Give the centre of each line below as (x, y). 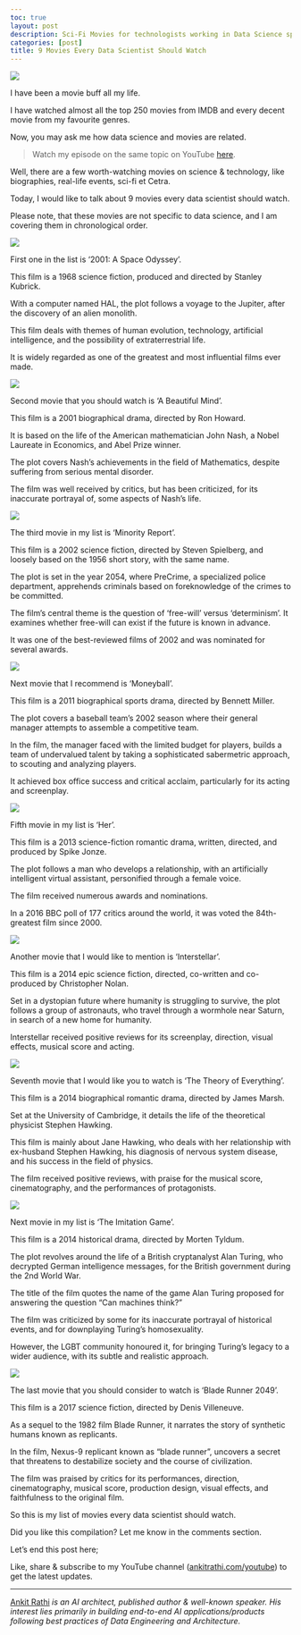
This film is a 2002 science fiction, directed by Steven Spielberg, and (137, 550)
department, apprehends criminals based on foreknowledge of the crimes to (150, 586)
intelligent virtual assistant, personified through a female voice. (126, 879)
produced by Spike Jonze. (59, 852)
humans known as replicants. (64, 1435)
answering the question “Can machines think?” (96, 1302)
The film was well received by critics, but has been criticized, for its (134, 489)
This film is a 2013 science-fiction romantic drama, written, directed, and (144, 842)
